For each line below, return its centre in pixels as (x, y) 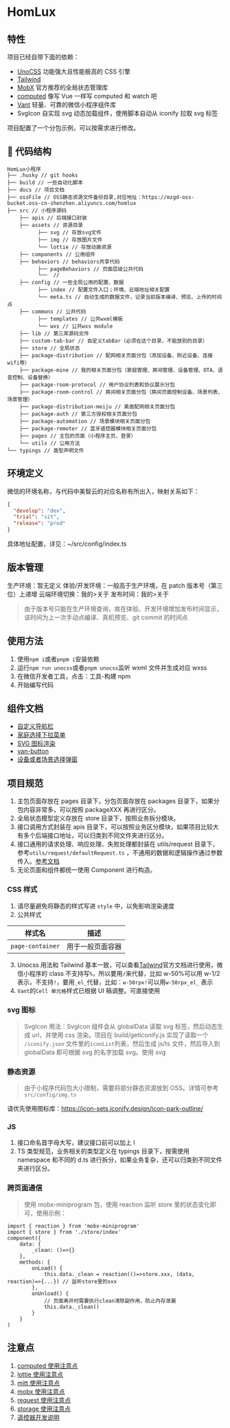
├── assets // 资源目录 (51, 225)
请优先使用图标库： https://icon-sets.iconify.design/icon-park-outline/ (105, 1109)
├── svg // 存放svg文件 (69, 232)
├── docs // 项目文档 (36, 190)
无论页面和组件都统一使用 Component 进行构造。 (87, 870)
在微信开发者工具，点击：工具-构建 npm (74, 676)
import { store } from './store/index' (64, 1232)
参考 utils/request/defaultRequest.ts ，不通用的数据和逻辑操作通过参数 (120, 853)
